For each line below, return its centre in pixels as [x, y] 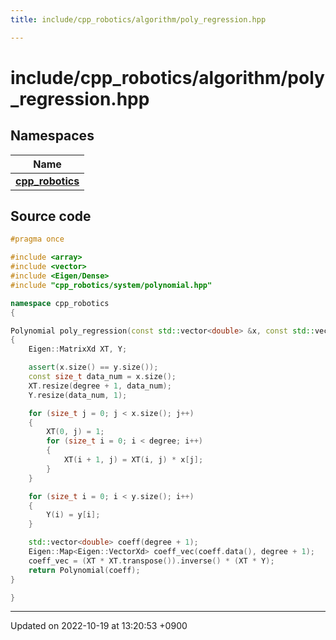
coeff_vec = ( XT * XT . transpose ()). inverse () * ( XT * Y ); [151, 561]
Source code [51, 216]
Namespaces [52, 136]
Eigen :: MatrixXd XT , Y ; [78, 349]
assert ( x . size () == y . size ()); [93, 367]
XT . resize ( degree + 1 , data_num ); [100, 386]
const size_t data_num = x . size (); [102, 377]
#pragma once [37, 239]
